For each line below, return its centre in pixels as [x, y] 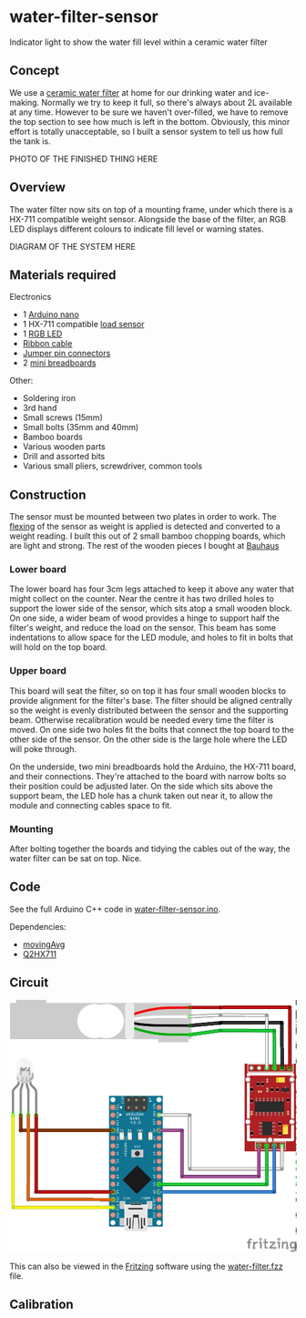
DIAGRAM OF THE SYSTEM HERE [73, 246]
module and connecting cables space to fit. [91, 805]
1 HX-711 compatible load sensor [83, 324]
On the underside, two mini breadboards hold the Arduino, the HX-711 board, [153, 767]
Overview [38, 187]
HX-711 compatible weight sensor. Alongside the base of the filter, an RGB [148, 219]
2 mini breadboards [59, 363]
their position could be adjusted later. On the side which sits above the [141, 786]
